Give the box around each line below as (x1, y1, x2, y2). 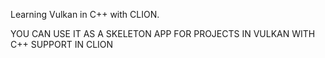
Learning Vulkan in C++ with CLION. (10, 9, 160, 20)
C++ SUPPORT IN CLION (10, 39, 114, 50)
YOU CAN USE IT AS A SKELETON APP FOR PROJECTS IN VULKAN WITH (10, 28, 316, 39)
